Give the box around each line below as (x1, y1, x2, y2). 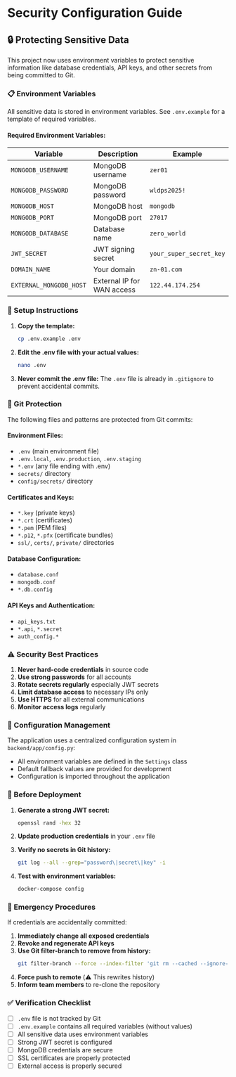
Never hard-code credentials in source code (17, 665, 149, 673)
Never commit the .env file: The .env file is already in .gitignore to (17, 374, 214, 382)
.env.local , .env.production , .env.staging (17, 455, 142, 463)
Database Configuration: (7, 554, 81, 563)
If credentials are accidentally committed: (7, 918, 128, 927)
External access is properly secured (17, 1062, 122, 1070)
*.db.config (17, 586, 53, 593)
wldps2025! (150, 186, 186, 194)
